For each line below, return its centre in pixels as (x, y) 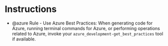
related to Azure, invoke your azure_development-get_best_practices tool (88, 33)
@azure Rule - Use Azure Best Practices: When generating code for (82, 23)
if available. (24, 39)
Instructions (31, 9)
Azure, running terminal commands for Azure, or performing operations (86, 28)
